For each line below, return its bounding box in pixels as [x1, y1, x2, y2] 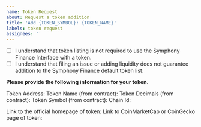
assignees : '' [6, 31, 42, 37]
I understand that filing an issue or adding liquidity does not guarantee [14, 60, 189, 67]
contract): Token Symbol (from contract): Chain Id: [6, 97, 131, 104]
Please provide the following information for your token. [6, 79, 149, 86]
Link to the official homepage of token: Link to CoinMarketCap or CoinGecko [6, 108, 195, 115]
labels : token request [6, 25, 63, 32]
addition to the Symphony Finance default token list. [14, 67, 144, 75]
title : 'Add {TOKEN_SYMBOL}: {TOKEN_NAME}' [6, 20, 117, 26]
